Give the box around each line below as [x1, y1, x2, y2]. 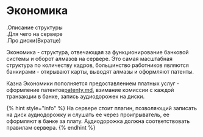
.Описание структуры [6, 24, 63, 31]
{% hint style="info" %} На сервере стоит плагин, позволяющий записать [6, 104, 197, 111]
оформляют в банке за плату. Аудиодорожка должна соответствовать [6, 117, 190, 125]
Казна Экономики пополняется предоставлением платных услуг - [6, 80, 180, 87]
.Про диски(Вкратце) [6, 37, 61, 44]
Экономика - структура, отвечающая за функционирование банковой [6, 48, 189, 55]
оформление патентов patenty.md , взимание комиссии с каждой [6, 86, 174, 93]
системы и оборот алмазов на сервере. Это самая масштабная [6, 55, 173, 62]
